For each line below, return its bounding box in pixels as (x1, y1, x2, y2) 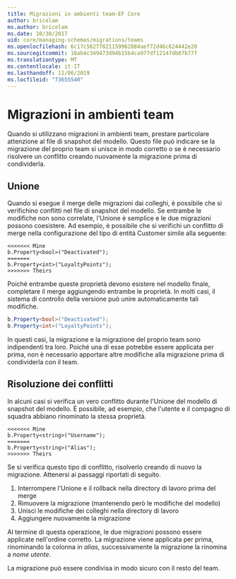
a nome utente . (7, 550, 52, 559)
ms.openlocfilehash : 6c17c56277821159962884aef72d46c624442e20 (7, 43, 198, 50)
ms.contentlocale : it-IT (7, 63, 81, 70)
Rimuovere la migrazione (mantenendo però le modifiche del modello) (17, 499, 221, 507)
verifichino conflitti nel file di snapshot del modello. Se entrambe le (7, 206, 202, 215)
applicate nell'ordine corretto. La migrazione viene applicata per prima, (7, 535, 214, 544)
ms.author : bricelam (7, 23, 69, 30)
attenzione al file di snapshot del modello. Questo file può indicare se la (7, 137, 216, 145)
